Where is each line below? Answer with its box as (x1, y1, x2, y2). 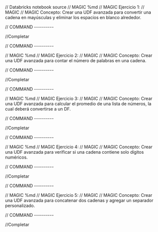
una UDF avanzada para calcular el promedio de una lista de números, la (5, 101, 152, 107)
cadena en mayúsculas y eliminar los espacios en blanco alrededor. (5, 15, 141, 20)
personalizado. (5, 203, 35, 209)
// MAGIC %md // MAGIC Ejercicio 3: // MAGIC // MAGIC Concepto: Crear (5, 95, 153, 101)
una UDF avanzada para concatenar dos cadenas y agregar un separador (5, 198, 154, 203)
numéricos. (5, 154, 28, 160)
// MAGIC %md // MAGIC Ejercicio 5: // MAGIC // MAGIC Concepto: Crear (5, 192, 153, 198)
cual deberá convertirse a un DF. (5, 106, 71, 112)
